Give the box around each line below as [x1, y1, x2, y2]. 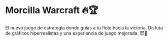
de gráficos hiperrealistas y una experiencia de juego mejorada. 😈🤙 [5, 30, 148, 36]
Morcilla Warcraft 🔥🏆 [5, 5, 98, 16]
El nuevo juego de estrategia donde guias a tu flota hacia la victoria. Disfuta [5, 24, 163, 31]
